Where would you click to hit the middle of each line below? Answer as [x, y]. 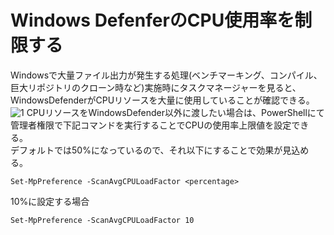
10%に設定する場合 [50, 201]
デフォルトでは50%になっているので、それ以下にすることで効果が [146, 150]
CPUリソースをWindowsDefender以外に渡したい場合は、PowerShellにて [175, 112]
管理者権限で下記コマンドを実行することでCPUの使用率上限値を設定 [151, 125]
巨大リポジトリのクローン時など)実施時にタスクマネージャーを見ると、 [156, 87]
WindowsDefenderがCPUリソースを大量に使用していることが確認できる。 [162, 100]
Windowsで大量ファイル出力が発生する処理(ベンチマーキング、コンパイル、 [166, 75]
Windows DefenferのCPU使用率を [152, 20]
